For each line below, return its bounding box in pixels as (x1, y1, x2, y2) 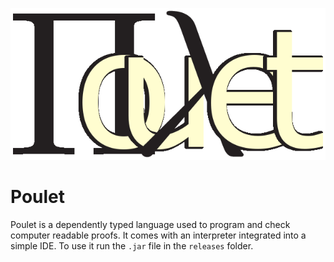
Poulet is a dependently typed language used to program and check (10, 219, 291, 231)
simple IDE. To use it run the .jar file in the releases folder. (10, 240, 254, 252)
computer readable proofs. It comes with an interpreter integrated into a (10, 229, 307, 242)
